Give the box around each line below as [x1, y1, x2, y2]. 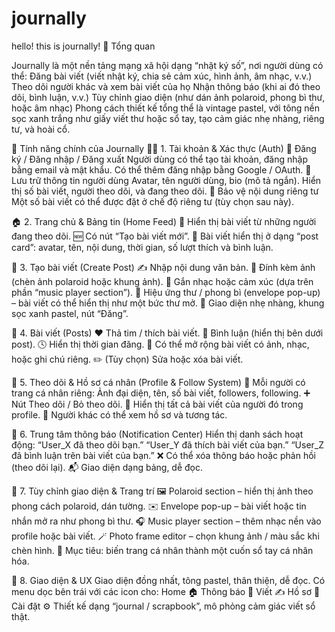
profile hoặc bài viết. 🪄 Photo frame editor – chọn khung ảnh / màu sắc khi [11, 530, 320, 542]
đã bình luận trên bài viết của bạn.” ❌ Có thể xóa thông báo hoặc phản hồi [11, 449, 316, 461]
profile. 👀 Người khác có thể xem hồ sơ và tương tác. [11, 408, 228, 421]
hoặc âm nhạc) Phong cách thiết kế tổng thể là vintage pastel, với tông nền [11, 102, 321, 114]
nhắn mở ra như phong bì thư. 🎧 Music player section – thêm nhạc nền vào [11, 515, 322, 527]
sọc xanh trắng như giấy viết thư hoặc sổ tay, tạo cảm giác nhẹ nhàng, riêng [11, 112, 325, 124]
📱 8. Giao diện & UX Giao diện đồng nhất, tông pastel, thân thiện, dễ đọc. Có [11, 574, 326, 586]
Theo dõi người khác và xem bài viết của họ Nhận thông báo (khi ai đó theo [11, 80, 321, 92]
